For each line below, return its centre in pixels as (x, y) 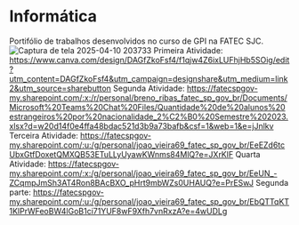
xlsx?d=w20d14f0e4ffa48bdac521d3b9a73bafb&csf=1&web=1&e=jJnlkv (141, 125)
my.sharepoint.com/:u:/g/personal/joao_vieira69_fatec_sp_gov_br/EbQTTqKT (149, 201)
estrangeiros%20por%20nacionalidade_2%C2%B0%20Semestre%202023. (149, 117)
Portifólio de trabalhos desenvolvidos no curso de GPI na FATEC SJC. (137, 41)
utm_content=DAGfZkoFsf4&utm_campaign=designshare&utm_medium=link (149, 78)
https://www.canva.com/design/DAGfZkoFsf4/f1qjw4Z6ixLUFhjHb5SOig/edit (149, 60)
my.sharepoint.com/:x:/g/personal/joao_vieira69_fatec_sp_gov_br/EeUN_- (143, 173)
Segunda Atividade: (149, 88)
